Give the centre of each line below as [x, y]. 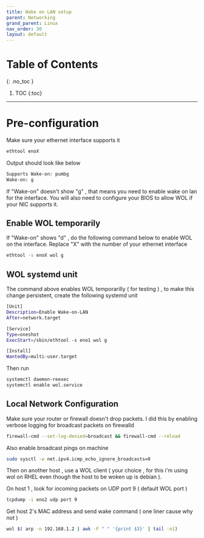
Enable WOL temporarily [53, 223]
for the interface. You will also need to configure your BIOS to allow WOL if [100, 197]
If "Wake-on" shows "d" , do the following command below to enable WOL [99, 238]
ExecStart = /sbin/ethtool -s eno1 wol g [57, 340]
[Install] [19, 351]
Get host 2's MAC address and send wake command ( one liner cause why [100, 511]
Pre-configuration [53, 124]
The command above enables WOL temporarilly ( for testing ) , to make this [100, 289]
